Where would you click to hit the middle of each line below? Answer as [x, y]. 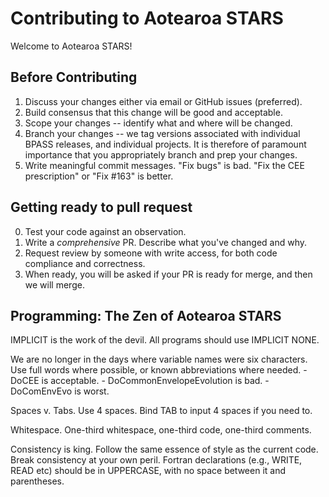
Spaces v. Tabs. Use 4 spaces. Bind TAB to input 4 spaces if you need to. [161, 411]
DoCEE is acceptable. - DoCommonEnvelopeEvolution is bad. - [140, 381]
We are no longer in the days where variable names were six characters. [159, 359]
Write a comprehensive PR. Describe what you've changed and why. [166, 242]
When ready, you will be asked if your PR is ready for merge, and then [168, 274]
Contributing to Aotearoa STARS [147, 18]
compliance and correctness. [85, 263]
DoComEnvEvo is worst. [60, 391]
